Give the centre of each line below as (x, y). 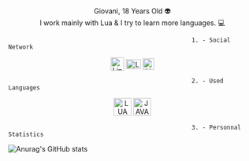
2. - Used (208, 81)
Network (21, 47)
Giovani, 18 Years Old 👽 (132, 11)
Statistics (26, 134)
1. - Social (211, 40)
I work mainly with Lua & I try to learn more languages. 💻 (132, 23)
